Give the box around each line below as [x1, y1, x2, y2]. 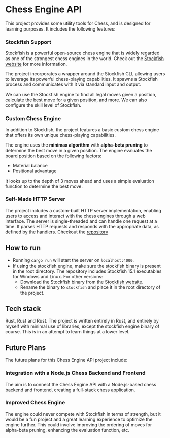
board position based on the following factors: [5, 153, 102, 159]
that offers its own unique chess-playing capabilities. [5, 132, 116, 138]
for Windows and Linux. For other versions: [12, 273, 103, 279]
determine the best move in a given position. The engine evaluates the [5, 147, 152, 153]
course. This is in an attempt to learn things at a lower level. [5, 329, 130, 335]
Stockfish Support [5, 38, 52, 45]
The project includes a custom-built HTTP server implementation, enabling [5, 207, 161, 213]
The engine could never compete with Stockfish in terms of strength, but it [5, 411, 161, 417]
